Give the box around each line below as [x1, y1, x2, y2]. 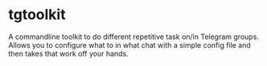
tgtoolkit [8, 6, 66, 24]
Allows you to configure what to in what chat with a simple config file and [8, 40, 251, 49]
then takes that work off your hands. [8, 49, 129, 58]
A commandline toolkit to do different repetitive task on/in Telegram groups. [8, 32, 260, 41]
